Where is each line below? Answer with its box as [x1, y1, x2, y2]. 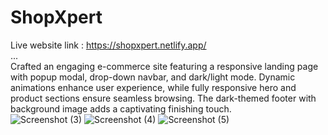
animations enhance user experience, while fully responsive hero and [10, 81, 297, 93]
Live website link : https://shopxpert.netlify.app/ [10, 39, 207, 51]
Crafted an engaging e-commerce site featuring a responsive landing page [10, 60, 319, 72]
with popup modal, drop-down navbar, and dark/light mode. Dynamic [10, 71, 296, 83]
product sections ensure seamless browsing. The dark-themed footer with [10, 92, 317, 104]
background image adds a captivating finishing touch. [10, 102, 232, 115]
